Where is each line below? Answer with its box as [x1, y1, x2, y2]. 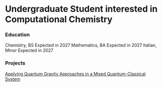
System [5, 76, 21, 82]
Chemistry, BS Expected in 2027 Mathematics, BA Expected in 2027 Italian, [5, 43, 157, 48]
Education [5, 31, 30, 38]
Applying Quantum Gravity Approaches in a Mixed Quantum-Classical [5, 71, 146, 77]
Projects [5, 60, 25, 66]
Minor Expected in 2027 [5, 47, 54, 53]
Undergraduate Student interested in [5, 3, 158, 15]
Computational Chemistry [5, 14, 113, 25]
